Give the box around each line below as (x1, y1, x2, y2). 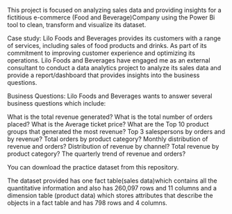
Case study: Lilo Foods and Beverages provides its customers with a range (7, 34, 221, 42)
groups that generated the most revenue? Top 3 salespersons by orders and (7, 128, 226, 135)
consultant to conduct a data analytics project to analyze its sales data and (7, 64, 222, 72)
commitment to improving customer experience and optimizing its (7, 49, 196, 57)
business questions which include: (7, 99, 106, 107)
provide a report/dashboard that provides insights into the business (7, 71, 200, 79)
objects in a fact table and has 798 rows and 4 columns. (7, 199, 168, 207)
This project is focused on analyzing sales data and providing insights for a (7, 6, 222, 14)
